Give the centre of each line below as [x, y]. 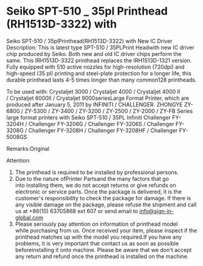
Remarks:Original [28, 149]
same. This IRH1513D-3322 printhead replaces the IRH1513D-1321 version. [99, 60]
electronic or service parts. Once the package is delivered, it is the [98, 191]
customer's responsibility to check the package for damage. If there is [103, 198]
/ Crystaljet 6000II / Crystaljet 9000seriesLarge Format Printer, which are [98, 98]
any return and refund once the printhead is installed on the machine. [102, 256]
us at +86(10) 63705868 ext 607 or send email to [77, 211]
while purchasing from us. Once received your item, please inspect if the [106, 230]
